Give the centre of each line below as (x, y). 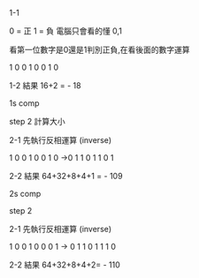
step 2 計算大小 (37, 121)
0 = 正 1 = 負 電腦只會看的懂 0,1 (65, 31)
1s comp (24, 103)
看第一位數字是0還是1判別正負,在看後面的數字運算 (99, 49)
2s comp (25, 194)
